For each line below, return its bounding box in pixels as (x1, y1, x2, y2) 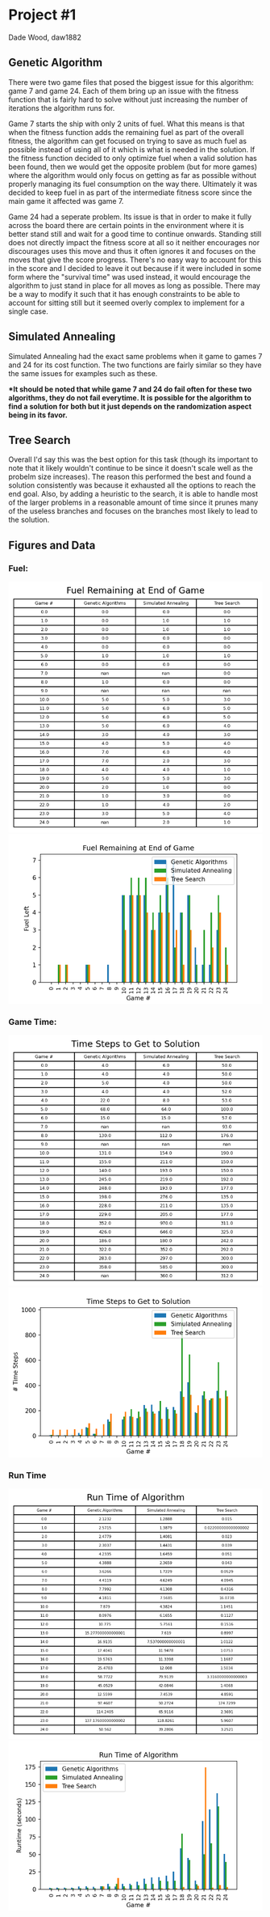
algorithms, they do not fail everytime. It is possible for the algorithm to (8, 392, 251, 402)
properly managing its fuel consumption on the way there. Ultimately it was (8, 179, 258, 188)
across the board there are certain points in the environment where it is (8, 220, 244, 230)
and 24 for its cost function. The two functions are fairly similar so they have (8, 360, 262, 370)
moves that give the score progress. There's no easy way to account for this (8, 255, 262, 264)
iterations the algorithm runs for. (8, 103, 115, 112)
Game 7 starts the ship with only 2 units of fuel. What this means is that (8, 119, 245, 129)
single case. (8, 306, 48, 316)
